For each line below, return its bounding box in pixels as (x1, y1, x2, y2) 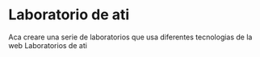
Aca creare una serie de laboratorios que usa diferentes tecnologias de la (8, 32, 253, 42)
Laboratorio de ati (8, 6, 130, 24)
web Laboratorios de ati (8, 40, 87, 50)
